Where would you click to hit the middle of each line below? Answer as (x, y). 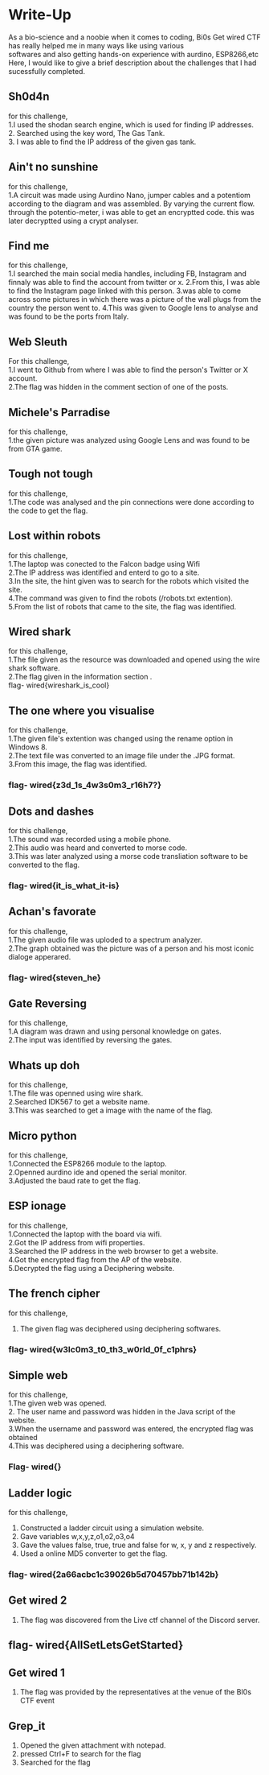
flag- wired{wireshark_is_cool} (59, 685)
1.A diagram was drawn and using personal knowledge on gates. (115, 1031)
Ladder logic (40, 1493)
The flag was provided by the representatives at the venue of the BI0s (135, 1692)
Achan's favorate (52, 912)
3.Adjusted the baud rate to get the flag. (74, 1181)
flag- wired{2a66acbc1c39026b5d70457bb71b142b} (114, 1575)
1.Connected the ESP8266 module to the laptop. (88, 1164)
